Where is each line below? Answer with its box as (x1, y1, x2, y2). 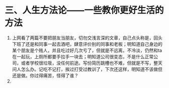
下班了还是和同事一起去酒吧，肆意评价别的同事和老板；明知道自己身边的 (12, 41, 162, 47)
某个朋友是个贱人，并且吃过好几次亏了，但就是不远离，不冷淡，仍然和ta (12, 47, 162, 53)
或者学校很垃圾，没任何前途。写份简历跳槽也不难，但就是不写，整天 (21, 60, 162, 66)
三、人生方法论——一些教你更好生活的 (5, 5, 164, 16)
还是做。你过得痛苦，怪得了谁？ (12, 72, 79, 78)
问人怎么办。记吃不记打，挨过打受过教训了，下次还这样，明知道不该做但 (12, 66, 162, 72)
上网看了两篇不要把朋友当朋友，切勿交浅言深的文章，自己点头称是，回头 (12, 35, 162, 41)
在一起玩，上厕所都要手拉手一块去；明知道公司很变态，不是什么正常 (12, 53, 154, 59)
